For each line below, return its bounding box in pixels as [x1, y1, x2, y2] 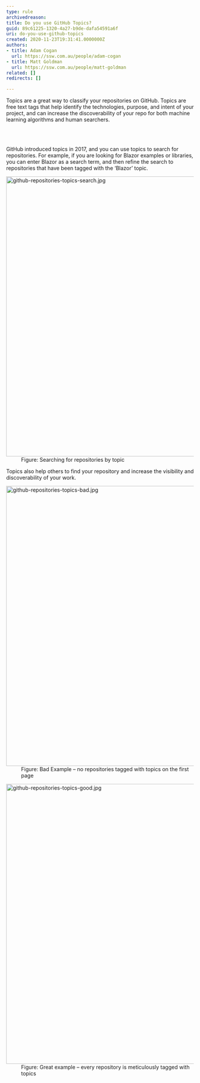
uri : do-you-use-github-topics [6, 31, 84, 37]
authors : [6, 42, 28, 48]
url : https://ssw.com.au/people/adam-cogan [11, 53, 121, 59]
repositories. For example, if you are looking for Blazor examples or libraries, [6, 152, 193, 159]
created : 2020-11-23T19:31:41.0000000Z [6, 36, 105, 42]
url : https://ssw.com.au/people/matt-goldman [11, 64, 127, 70]
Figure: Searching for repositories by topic [21, 456, 125, 464]
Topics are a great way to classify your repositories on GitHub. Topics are [6, 97, 186, 105]
